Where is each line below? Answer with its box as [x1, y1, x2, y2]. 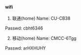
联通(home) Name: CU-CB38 [12, 15, 71, 22]
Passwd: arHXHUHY [5, 45, 46, 51]
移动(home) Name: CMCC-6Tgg [12, 35, 77, 41]
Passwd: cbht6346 [5, 25, 43, 31]
